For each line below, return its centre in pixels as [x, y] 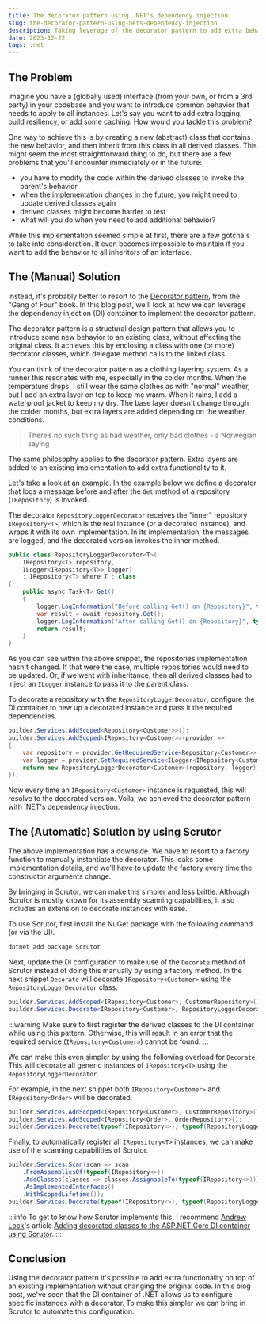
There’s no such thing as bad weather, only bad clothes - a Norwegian [142, 435]
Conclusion [37, 1259]
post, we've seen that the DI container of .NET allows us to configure [120, 1295]
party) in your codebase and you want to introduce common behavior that [129, 105]
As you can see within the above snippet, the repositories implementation [128, 659]
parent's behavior [48, 186]
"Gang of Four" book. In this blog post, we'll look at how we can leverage [127, 304]
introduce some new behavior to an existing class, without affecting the [125, 337]
